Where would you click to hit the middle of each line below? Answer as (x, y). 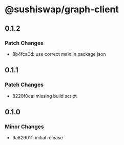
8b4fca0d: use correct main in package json (59, 54)
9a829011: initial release (37, 138)
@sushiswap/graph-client (62, 9)
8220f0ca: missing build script (45, 96)
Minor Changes (24, 127)
